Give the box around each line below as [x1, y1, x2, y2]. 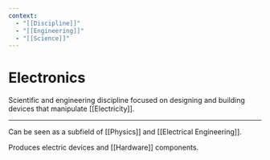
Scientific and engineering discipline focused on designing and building [8, 96, 245, 105]
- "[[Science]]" [15, 34, 70, 43]
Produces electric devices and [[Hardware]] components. [8, 142, 199, 153]
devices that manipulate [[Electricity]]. [8, 104, 135, 113]
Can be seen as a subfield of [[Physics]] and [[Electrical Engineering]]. [8, 127, 243, 137]
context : [8, 11, 38, 20]
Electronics [8, 69, 86, 87]
